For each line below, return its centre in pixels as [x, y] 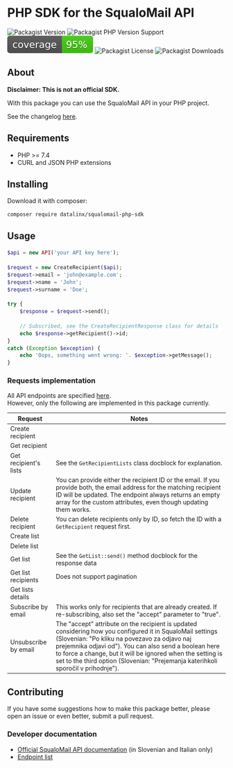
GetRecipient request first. [93, 527]
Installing [28, 184]
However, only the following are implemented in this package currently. [109, 403]
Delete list [24, 546]
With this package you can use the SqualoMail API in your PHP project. [108, 103]
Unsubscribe [28, 642]
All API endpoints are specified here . [59, 396]
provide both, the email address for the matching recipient [138, 487]
